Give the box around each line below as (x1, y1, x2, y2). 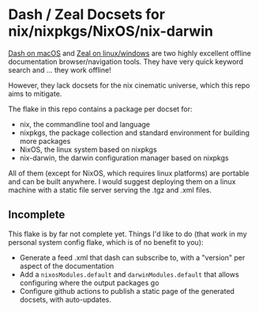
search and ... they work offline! (8, 65, 112, 74)
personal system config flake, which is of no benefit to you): (8, 237, 204, 246)
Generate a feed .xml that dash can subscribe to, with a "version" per (19, 253, 246, 262)
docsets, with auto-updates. (19, 295, 112, 304)
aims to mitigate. (8, 88, 62, 98)
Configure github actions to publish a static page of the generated (19, 286, 235, 295)
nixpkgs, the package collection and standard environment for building (19, 128, 250, 137)
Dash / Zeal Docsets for (8, 6, 166, 24)
